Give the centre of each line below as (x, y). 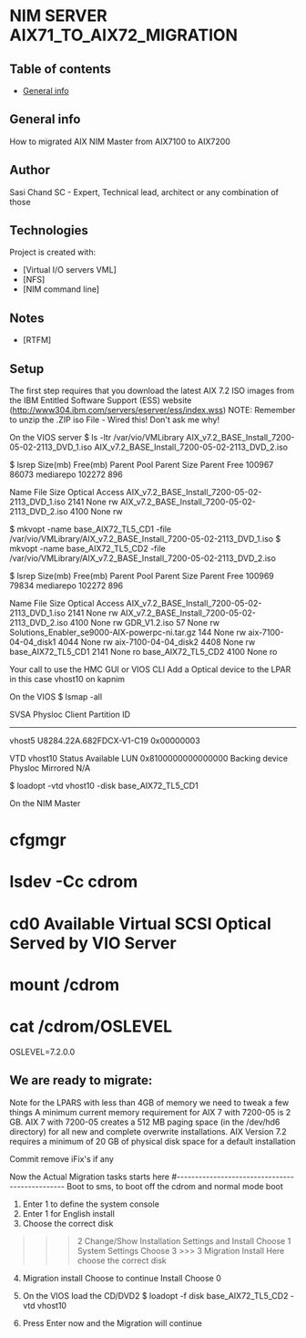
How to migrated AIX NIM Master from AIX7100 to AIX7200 (120, 141)
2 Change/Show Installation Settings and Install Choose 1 (184, 1240)
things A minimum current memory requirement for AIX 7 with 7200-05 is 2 (150, 1112)
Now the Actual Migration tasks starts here (90, 1177)
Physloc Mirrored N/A (50, 768)
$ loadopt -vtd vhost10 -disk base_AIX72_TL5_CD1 (104, 786)
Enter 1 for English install (69, 1213)
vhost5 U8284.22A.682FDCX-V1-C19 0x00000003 (105, 741)
